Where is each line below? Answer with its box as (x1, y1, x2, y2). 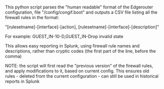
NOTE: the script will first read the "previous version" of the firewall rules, (5, 63, 153, 68)
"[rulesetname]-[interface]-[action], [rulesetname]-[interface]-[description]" (5, 24, 159, 30)
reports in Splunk (5, 78, 40, 84)
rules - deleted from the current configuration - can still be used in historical (5, 73, 159, 79)
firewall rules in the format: (5, 15, 59, 20)
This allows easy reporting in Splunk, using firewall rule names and (5, 43, 140, 48)
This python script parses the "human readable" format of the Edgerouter (5, 4, 153, 10)
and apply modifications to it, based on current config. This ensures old (5, 68, 149, 74)
